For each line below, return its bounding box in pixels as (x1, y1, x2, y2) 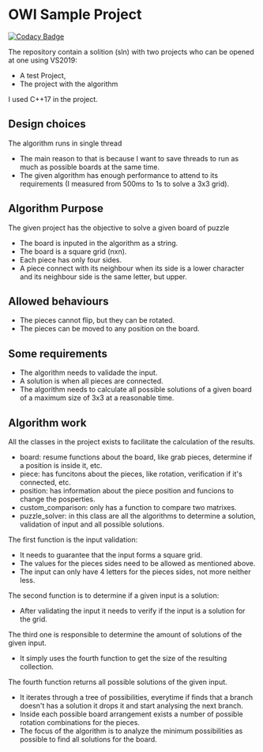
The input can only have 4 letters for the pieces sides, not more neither (19, 567, 251, 576)
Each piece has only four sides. (19, 255, 122, 264)
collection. (19, 662, 54, 671)
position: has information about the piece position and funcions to (19, 486, 235, 495)
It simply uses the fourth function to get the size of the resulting (19, 654, 227, 663)
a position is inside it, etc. (19, 461, 103, 470)
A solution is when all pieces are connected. (19, 376, 163, 386)
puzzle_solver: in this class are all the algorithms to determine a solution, (19, 512, 256, 520)
